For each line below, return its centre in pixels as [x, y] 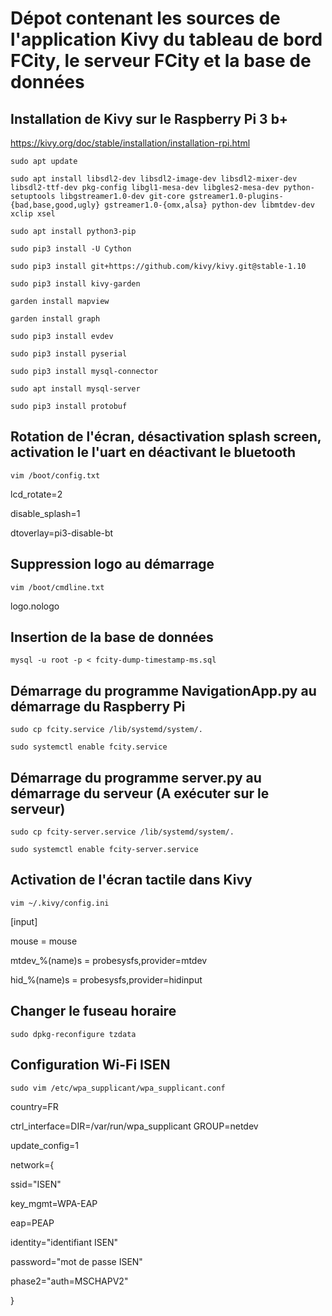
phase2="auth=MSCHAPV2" [69, 1281]
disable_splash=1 [45, 513]
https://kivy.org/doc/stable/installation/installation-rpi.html [130, 143]
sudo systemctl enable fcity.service [89, 747]
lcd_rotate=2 [36, 494]
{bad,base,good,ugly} [55, 205]
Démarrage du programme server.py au [136, 777]
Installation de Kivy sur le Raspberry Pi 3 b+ [149, 118]
